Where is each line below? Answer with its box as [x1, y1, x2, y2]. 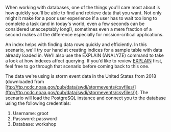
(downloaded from [5, 79, 44, 84]
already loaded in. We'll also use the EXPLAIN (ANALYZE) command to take [5, 52, 164, 58]
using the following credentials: [5, 100, 71, 106]
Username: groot [12, 110, 48, 116]
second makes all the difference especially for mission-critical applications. [5, 32, 164, 37]
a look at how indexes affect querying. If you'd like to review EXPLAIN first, [5, 58, 162, 63]
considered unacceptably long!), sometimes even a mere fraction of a [5, 26, 152, 32]
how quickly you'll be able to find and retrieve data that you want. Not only [5, 10, 162, 16]
